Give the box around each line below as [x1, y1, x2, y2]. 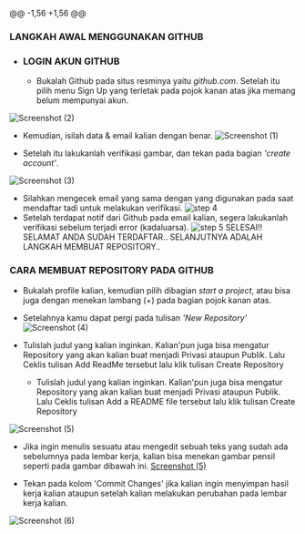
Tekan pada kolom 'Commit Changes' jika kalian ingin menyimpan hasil [22, 478, 290, 488]
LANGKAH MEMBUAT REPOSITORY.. [22, 241, 161, 252]
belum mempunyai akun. [36, 95, 129, 106]
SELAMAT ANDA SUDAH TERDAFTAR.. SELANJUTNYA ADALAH [22, 231, 263, 242]
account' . [22, 158, 59, 169]
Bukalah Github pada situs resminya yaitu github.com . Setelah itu [36, 76, 280, 87]
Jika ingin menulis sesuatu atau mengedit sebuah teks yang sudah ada [22, 441, 289, 452]
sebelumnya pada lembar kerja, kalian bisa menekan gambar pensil [22, 450, 276, 461]
